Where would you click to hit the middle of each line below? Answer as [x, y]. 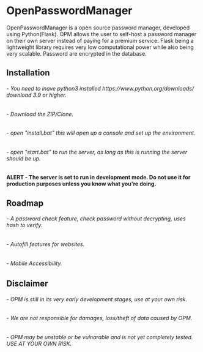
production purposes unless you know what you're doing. [81, 184]
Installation [28, 73]
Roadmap [25, 203]
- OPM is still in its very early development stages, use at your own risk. [97, 299]
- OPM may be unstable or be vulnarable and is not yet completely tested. [100, 337]
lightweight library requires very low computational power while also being [100, 47]
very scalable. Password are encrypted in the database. [76, 53]
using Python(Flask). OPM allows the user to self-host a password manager [102, 34]
